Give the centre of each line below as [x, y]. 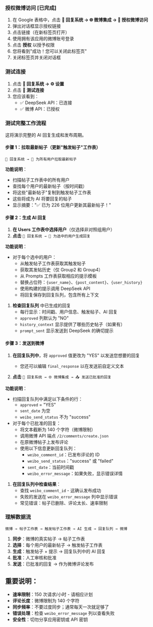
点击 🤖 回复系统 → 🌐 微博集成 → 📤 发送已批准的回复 [62, 377]
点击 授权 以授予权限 [33, 45]
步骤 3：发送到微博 [25, 343]
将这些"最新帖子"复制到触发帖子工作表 [52, 192]
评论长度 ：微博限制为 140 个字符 [46, 600]
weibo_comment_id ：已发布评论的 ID [63, 454]
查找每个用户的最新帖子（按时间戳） [50, 186]
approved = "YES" [38, 404]
